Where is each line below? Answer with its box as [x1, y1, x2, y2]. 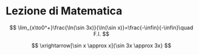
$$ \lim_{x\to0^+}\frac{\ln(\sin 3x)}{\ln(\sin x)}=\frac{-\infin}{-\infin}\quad [9, 24, 194, 31]
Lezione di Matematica [5, 4, 123, 18]
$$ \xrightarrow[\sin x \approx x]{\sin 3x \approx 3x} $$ [31, 42, 172, 49]
